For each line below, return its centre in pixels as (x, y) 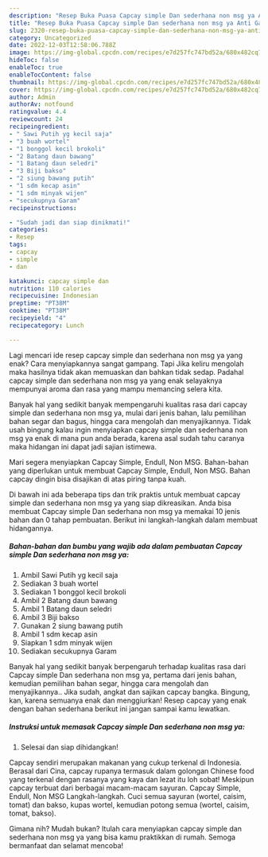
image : (20, 53)
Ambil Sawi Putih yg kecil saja (69, 575)
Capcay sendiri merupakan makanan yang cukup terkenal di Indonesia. (125, 762)
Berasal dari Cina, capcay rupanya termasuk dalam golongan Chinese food (132, 771)
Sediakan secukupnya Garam (69, 651)
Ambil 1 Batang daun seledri (66, 609)
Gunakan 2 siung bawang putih (72, 625)
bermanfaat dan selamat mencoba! (66, 845)
